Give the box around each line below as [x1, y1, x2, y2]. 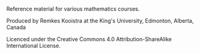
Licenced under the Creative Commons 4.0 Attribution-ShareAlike [6, 36, 172, 42]
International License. [6, 42, 61, 49]
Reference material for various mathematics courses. [6, 6, 140, 12]
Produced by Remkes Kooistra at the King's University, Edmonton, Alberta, [6, 17, 194, 24]
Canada [6, 24, 26, 31]
